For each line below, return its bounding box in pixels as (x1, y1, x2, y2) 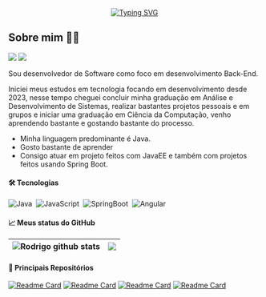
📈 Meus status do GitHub (8, 218, 95, 227)
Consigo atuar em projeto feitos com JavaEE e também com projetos (19, 151, 248, 160)
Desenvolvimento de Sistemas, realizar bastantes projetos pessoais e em (8, 101, 250, 110)
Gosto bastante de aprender (19, 142, 114, 151)
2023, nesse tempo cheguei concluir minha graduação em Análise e (8, 92, 234, 102)
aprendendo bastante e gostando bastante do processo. (8, 118, 195, 127)
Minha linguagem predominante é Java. (19, 134, 151, 143)
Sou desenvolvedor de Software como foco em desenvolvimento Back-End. (8, 68, 259, 78)
